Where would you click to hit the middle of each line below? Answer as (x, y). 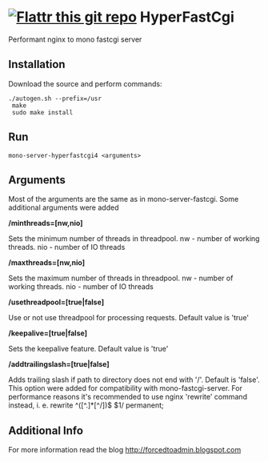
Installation (37, 64)
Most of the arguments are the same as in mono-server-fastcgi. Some (124, 199)
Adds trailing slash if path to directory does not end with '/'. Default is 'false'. (134, 380)
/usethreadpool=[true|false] (56, 302)
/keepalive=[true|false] (48, 333)
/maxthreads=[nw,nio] (47, 263)
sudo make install (42, 112)
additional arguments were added (64, 207)
